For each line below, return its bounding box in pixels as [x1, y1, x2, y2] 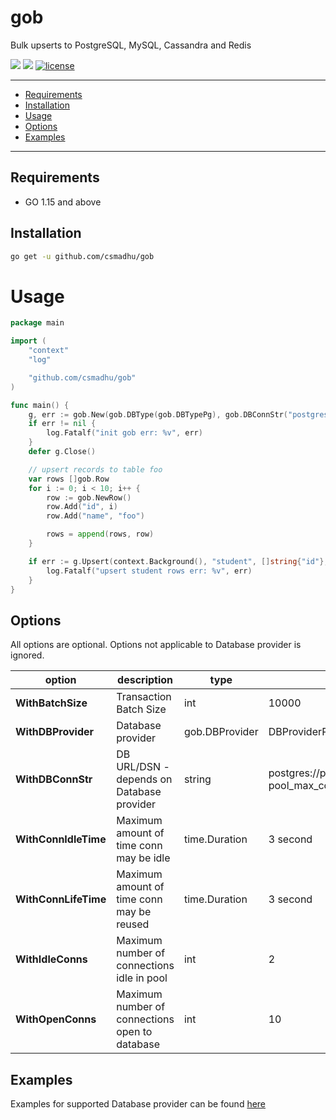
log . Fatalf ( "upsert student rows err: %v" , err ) [46, 566, 253, 576]
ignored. [10, 649, 45, 661]
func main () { [10, 400, 70, 410]
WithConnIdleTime [15, 832, 107, 846]
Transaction [116, 690, 172, 704]
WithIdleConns [15, 952, 88, 966]
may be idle [116, 851, 171, 865]
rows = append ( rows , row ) [46, 529, 155, 540]
